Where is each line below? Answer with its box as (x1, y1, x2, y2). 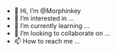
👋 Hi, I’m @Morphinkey (13, 7, 82, 15)
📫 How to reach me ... (13, 37, 80, 45)
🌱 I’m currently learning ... (13, 22, 90, 30)
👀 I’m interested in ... (13, 14, 74, 22)
